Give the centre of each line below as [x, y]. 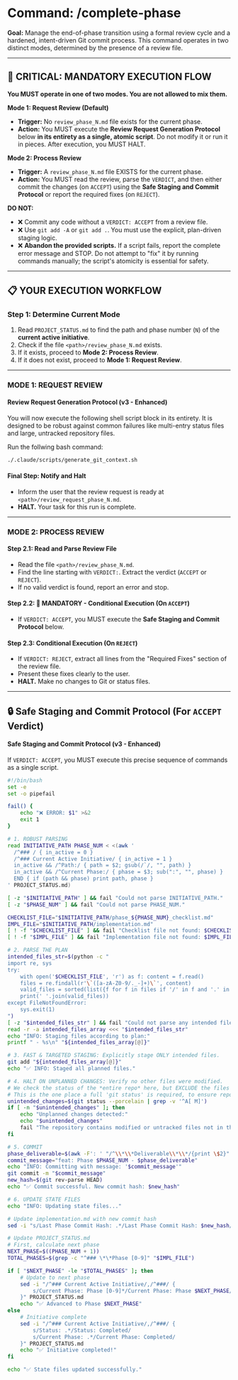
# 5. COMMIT [25, 1147]
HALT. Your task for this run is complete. [77, 506]
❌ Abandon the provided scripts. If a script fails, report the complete [119, 245]
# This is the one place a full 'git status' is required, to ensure [112, 1094]
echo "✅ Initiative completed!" [68, 1350]
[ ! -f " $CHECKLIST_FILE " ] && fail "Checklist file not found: [104, 931]
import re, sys [30, 963]
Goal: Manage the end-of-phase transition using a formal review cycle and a [119, 33]
